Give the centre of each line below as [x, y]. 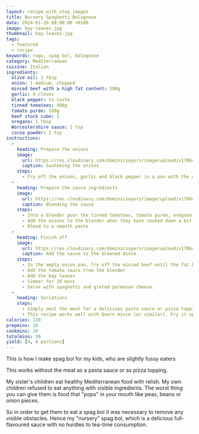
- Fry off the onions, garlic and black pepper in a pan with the [105, 177]
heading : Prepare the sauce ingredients [67, 188]
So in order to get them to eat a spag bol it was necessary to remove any [95, 412]
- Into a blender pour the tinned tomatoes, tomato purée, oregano [107, 216]
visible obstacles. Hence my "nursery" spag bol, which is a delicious [90, 419]
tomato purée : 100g [36, 111]
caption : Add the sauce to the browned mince [79, 254]
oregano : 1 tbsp [31, 122]
